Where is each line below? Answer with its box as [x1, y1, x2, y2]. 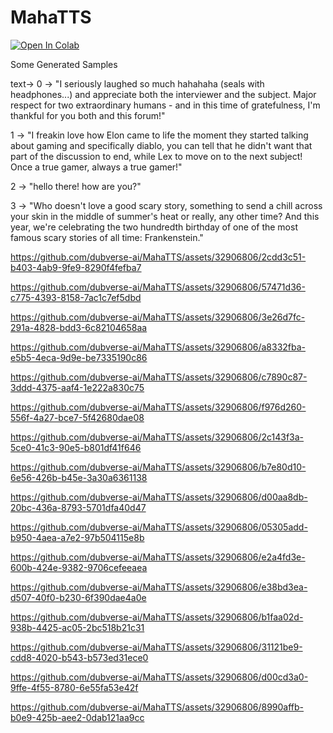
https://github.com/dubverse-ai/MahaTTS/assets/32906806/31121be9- [10, 641, 303, 653]
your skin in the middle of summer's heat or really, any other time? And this [10, 210, 320, 222]
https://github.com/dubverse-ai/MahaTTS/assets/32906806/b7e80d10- [10, 461, 307, 473]
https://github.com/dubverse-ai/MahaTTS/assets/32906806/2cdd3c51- [10, 251, 307, 263]
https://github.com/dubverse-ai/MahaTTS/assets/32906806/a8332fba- [10, 341, 307, 353]
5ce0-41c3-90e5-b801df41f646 [10, 441, 142, 453]
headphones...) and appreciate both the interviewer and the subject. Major [10, 88, 317, 100]
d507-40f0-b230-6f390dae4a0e [10, 591, 147, 603]
